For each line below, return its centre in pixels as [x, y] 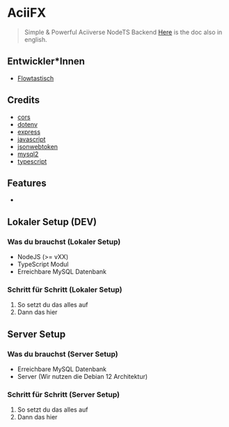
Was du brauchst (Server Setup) [63, 354]
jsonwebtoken [37, 146]
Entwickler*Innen [46, 62]
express [29, 132]
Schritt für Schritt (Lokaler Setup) [65, 289]
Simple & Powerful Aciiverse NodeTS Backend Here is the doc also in [123, 32]
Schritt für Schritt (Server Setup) [64, 394]
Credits [24, 100]
